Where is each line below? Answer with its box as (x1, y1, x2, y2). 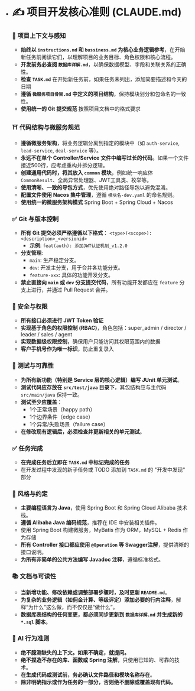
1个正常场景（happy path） (29, 405, 96, 413)
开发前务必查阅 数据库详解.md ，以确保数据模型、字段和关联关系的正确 (20, 61, 187, 68)
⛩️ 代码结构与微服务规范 (11, 124, 80, 132)
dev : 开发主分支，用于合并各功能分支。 (29, 264, 123, 271)
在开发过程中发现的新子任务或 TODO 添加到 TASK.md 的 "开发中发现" (20, 466, 186, 473)
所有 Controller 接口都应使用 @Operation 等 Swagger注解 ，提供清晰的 (20, 541, 190, 549)
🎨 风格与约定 (11, 489, 48, 498)
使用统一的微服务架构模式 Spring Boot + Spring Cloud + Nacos (20, 199, 173, 206)
